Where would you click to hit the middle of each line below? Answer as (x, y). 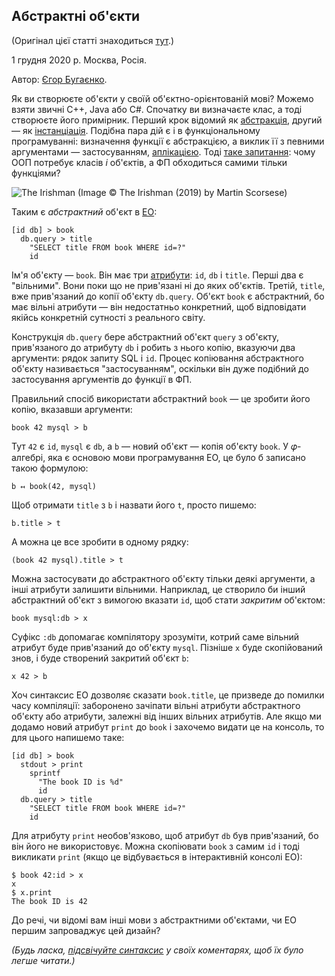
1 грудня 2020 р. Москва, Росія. (79, 60)
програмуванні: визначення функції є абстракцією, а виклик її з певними (168, 141)
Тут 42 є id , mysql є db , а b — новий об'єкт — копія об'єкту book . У (150, 446)
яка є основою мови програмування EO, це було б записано (176, 457)
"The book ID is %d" (80, 782)
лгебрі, (28, 457)
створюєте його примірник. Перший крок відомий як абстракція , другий (167, 120)
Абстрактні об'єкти (76, 16)
